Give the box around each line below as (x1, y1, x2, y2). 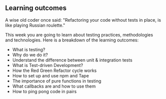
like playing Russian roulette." (5, 22, 65, 28)
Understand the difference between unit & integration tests (12, 57, 133, 63)
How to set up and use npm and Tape (12, 72, 89, 78)
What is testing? (12, 46, 46, 52)
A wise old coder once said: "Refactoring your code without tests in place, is (5, 17, 161, 23)
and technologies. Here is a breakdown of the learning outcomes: (5, 37, 139, 43)
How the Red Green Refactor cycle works (12, 67, 97, 73)
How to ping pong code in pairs (12, 88, 77, 94)
